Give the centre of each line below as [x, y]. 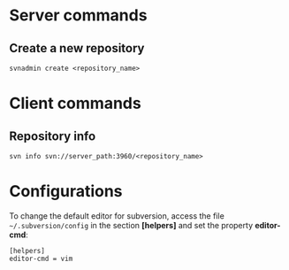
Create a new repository [77, 48]
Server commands [78, 15]
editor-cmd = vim [41, 258]
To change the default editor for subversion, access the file [117, 216]
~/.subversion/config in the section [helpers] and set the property [131, 225]
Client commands [75, 104]
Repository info [53, 136]
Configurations [66, 192]
